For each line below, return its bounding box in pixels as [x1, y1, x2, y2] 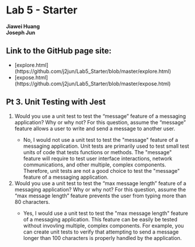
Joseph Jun [6, 29, 36, 36]
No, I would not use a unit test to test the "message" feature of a [23, 136, 178, 143]
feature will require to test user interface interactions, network [23, 155, 173, 162]
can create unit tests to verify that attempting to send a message [23, 228, 179, 235]
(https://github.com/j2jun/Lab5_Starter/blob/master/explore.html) [14, 68, 171, 75]
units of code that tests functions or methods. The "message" [23, 148, 172, 155]
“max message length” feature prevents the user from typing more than [14, 192, 187, 199]
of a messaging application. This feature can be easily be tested [23, 215, 178, 222]
